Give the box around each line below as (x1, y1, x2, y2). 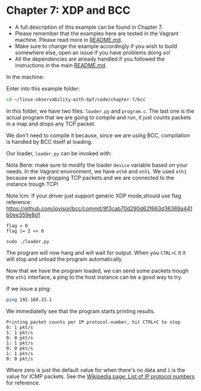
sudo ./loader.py (6, 238, 50, 245)
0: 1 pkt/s (6, 324, 33, 330)
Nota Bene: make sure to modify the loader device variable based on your (6, 161, 188, 169)
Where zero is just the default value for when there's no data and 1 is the (6, 366, 185, 374)
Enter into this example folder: (6, 85, 80, 92)
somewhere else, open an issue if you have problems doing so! (14, 49, 170, 56)
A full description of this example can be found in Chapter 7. (14, 23, 163, 31)
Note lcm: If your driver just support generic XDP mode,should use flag (6, 192, 181, 199)
